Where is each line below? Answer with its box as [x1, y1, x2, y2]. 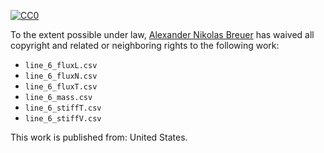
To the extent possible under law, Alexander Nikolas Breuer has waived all [10, 29, 315, 40]
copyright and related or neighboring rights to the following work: [10, 40, 280, 51]
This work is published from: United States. [10, 131, 188, 143]
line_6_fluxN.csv [24, 71, 98, 81]
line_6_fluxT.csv [24, 82, 98, 92]
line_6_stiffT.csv [24, 103, 102, 113]
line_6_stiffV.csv [24, 114, 102, 124]
